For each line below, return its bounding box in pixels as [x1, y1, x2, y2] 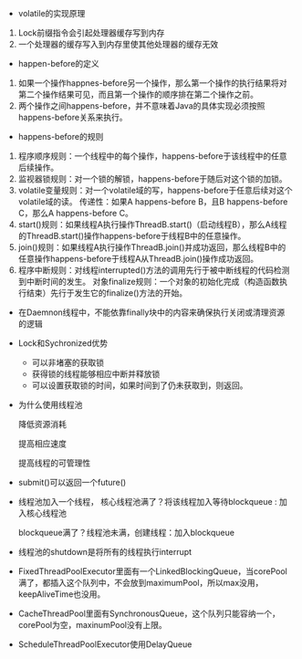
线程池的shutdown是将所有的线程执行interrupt [17, 547, 193, 557]
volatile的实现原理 [17, 8, 86, 18]
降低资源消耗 [17, 419, 67, 429]
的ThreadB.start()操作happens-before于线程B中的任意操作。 [17, 231, 246, 241]
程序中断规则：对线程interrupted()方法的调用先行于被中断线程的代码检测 [17, 265, 290, 276]
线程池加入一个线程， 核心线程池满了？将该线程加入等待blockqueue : [17, 497, 277, 507]
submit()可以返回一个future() [17, 477, 127, 487]
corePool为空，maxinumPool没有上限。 [17, 620, 167, 630]
